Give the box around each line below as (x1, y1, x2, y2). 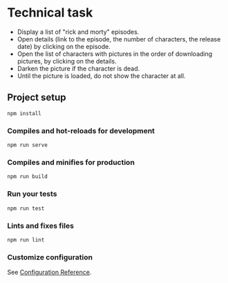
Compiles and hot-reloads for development (7, 126, 155, 135)
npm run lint (7, 236, 45, 243)
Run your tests (7, 189, 57, 199)
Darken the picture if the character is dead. (17, 64, 140, 72)
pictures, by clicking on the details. (17, 57, 117, 65)
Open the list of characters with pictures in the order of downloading (17, 50, 213, 58)
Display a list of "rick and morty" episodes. (17, 28, 140, 36)
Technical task (7, 5, 93, 21)
